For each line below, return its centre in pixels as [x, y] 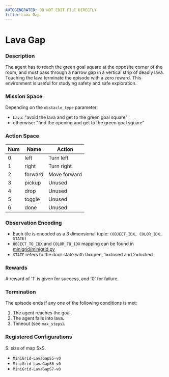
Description [20, 56]
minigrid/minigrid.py [34, 249]
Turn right [60, 166]
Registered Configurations [39, 337]
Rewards [17, 267]
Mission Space [24, 96]
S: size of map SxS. [26, 348]
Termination [21, 292]
